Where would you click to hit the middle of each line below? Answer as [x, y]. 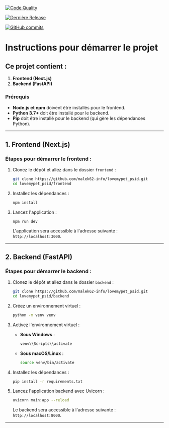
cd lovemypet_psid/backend [41, 296]
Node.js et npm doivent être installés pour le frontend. [69, 108]
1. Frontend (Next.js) [38, 144]
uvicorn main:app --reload [41, 400]
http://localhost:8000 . [37, 415]
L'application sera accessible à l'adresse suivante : [65, 231]
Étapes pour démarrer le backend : [48, 271]
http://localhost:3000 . [37, 236]
